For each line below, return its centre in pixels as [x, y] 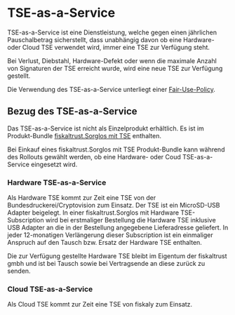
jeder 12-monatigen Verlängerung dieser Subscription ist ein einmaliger [110, 235]
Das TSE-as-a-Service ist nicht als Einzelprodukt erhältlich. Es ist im [106, 128]
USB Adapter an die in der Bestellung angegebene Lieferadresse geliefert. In [118, 228]
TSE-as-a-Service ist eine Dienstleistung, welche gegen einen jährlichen [112, 32]
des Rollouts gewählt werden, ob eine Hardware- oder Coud [94, 156]
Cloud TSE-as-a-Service [50, 289]
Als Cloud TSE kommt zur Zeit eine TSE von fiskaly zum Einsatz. [100, 304]
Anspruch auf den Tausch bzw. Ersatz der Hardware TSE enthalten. [105, 243]
